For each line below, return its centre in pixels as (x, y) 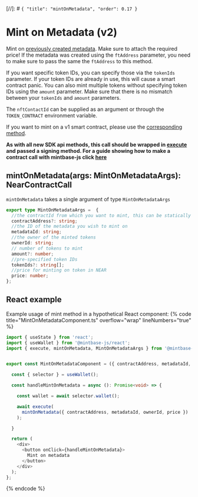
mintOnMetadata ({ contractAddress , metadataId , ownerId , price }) (105, 412)
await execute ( (35, 407)
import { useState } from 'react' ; (50, 337)
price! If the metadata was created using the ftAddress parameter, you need (98, 55)
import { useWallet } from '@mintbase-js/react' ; (68, 343)
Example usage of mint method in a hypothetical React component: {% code (99, 314)
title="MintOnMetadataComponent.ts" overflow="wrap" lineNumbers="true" (99, 320)
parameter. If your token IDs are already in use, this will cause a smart (91, 79)
